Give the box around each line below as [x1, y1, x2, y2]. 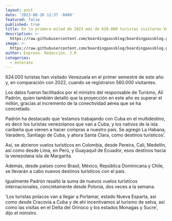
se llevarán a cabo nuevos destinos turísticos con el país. [5, 168, 126, 174]
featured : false [5, 17, 40, 22]
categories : [5, 55, 31, 61]
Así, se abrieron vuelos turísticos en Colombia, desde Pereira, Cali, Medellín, [5, 142, 166, 148]
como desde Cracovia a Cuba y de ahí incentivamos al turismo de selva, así [5, 199, 165, 205]
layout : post [5, 7, 33, 13]
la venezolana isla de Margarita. [5, 153, 73, 159]
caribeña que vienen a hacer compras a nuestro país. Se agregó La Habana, [5, 127, 166, 133]
